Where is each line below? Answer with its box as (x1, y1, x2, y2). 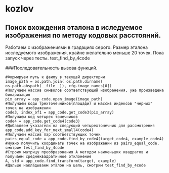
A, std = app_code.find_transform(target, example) (5, 158, 116, 163)
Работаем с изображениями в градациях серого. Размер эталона (5, 44, 148, 50)
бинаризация (5, 92, 30, 97)
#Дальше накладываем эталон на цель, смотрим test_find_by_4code (5, 163, 146, 168)
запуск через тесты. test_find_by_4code (5, 55, 90, 61)
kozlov (5, 3, 34, 15)
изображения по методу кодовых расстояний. (5, 31, 161, 39)
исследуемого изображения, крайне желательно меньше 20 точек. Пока (5, 50, 164, 55)
